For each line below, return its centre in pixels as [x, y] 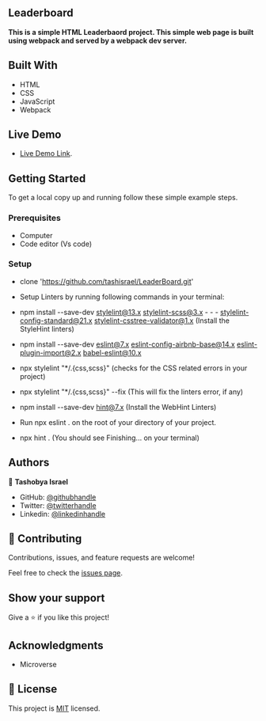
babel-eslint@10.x [112, 352]
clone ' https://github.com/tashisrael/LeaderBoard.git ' [106, 281]
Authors [29, 463]
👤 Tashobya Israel [38, 481]
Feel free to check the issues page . [65, 573]
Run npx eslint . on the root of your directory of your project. [118, 422]
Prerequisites [34, 218]
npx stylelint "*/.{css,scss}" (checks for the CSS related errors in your [133, 368]
